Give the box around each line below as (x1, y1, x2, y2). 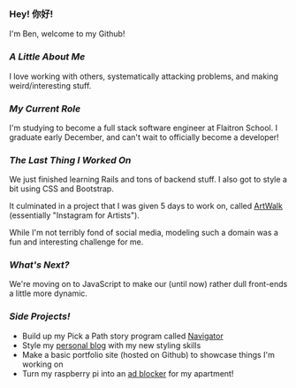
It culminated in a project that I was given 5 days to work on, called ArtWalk (9, 201, 283, 212)
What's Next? (9, 259, 70, 271)
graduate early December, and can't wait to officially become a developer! (9, 131, 280, 143)
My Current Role (9, 102, 81, 114)
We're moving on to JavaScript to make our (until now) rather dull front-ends (9, 279, 288, 290)
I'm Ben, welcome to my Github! (9, 28, 125, 39)
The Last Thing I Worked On (9, 153, 132, 166)
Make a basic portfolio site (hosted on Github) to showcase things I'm (21, 349, 276, 360)
